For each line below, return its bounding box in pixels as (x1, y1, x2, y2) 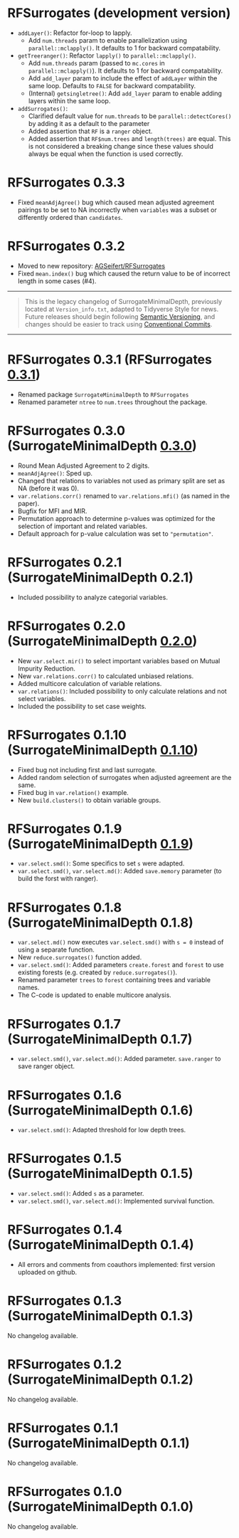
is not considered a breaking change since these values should (28, 142, 213, 150)
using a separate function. (17, 945, 95, 954)
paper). (17, 499, 40, 507)
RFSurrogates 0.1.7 (7, 1016, 121, 1032)
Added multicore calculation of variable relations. (17, 679, 162, 688)
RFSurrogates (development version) (7, 5, 231, 21)
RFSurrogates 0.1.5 (7, 1151, 122, 1166)
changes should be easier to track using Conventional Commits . (24, 320, 213, 328)
